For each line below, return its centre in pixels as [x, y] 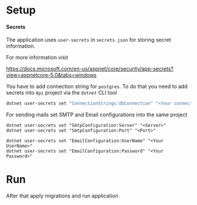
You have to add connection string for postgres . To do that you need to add [97, 86]
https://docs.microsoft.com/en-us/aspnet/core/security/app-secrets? [90, 69]
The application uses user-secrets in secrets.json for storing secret [89, 40]
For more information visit [37, 58]
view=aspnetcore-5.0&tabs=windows [51, 75]
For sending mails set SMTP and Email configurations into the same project [97, 115]
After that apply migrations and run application [62, 196]
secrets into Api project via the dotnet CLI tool [62, 93]
